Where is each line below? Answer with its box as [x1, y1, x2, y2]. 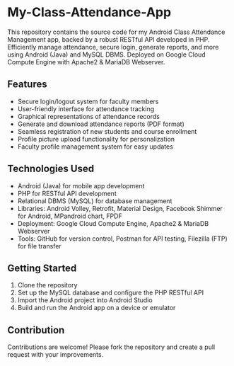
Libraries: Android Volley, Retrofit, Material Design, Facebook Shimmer [17, 204, 223, 212]
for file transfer [17, 241, 62, 250]
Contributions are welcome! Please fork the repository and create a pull [7, 343, 216, 351]
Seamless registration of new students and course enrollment [17, 127, 197, 135]
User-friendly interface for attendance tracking [17, 104, 154, 113]
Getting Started [7, 262, 77, 274]
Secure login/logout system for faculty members [17, 97, 159, 105]
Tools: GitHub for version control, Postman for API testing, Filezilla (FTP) [17, 234, 228, 243]
